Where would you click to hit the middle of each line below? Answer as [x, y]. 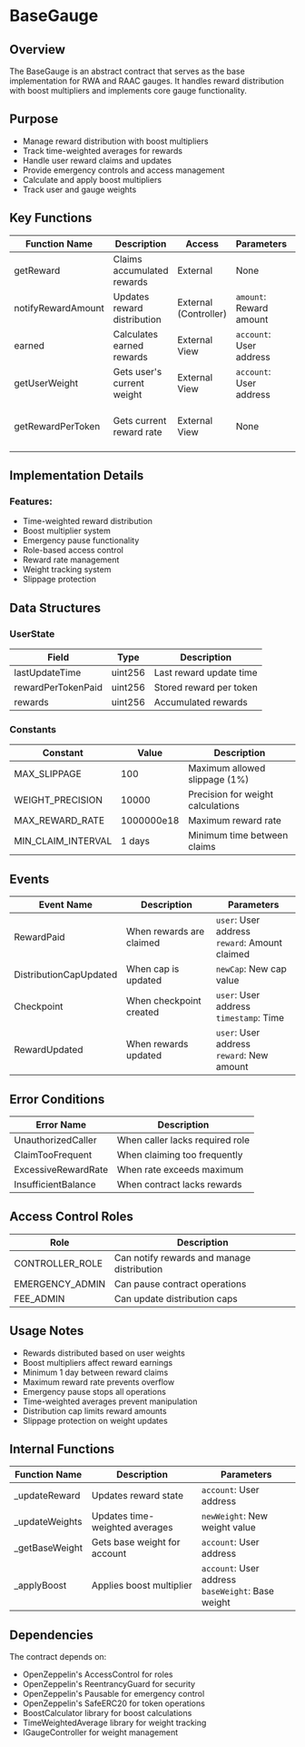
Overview [38, 50]
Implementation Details [77, 475]
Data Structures [55, 607]
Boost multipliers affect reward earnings [98, 1362]
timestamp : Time [250, 1018]
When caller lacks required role [183, 1140]
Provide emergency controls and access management [123, 170]
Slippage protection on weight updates [95, 1420]
